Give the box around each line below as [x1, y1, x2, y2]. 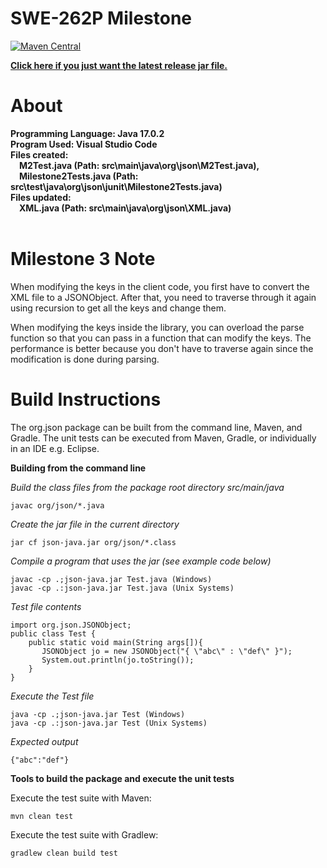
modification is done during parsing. [10, 353, 160, 365]
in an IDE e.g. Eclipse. [10, 442, 100, 454]
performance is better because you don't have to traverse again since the [10, 342, 314, 354]
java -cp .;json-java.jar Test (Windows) [10, 709, 186, 719]
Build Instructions [10, 388, 162, 411]
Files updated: [10, 191, 72, 203]
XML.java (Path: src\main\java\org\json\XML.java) [19, 202, 232, 214]
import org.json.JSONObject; [10, 620, 132, 630]
